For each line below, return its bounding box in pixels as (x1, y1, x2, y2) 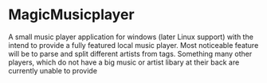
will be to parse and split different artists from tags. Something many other (8, 49, 253, 58)
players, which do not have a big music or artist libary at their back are (8, 57, 240, 67)
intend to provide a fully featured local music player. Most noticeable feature (8, 40, 259, 49)
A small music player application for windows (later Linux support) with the (8, 32, 253, 41)
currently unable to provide (8, 65, 98, 75)
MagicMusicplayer (8, 6, 135, 24)
